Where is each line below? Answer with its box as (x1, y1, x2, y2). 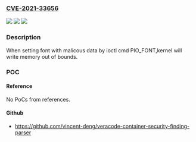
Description (6, 33, 41, 42)
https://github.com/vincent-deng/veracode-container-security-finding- (14, 122, 190, 130)
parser (14, 129, 32, 136)
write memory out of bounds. (6, 53, 78, 60)
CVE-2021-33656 (6, 4, 59, 12)
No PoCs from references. (6, 96, 70, 103)
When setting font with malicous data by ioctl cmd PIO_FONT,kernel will (6, 46, 182, 54)
